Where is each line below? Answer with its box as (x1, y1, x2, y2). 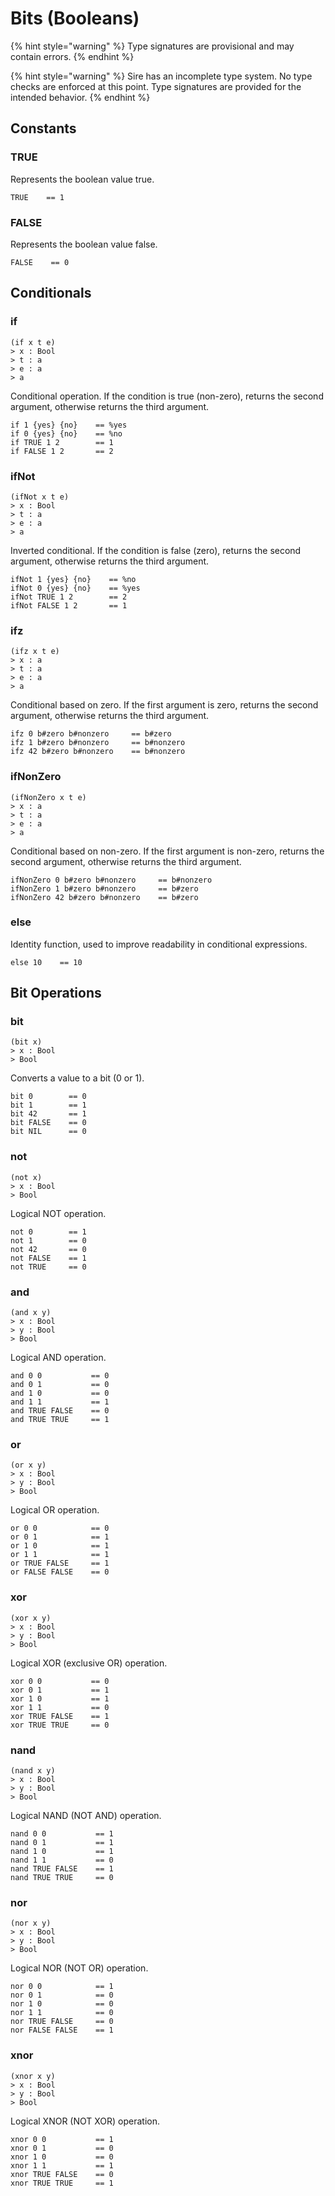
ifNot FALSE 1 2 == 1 (10, 600, 128, 611)
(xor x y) (10, 1613, 52, 1623)
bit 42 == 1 (10, 1109, 87, 1119)
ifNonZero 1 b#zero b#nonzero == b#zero (10, 883, 199, 894)
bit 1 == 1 (10, 1100, 87, 1111)
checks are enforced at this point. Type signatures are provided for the (10, 80, 302, 92)
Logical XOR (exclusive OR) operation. (10, 1657, 168, 1669)
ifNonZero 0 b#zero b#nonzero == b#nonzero (10, 875, 213, 885)
